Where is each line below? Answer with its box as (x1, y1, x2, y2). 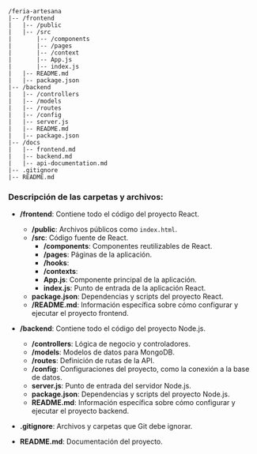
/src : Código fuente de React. (31, 233, 129, 242)
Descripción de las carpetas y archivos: (8, 191, 164, 202)
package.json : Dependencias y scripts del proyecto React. (31, 292, 224, 302)
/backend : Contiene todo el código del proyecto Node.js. (19, 324, 206, 333)
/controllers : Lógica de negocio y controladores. (31, 340, 191, 349)
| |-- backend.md (8, 152, 73, 160)
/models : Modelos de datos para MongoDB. (31, 347, 176, 357)
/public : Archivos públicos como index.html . (31, 225, 178, 235)
